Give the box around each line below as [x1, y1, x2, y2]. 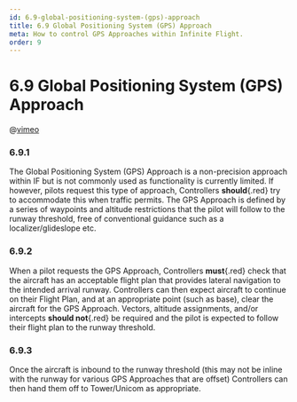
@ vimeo [9, 124, 40, 135]
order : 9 [9, 37, 42, 47]
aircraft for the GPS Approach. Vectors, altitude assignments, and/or [9, 303, 259, 313]
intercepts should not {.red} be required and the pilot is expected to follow [9, 312, 279, 323]
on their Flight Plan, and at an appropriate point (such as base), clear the [9, 294, 274, 304]
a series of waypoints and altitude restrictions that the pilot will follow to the [9, 204, 285, 215]
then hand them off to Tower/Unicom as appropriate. [9, 383, 201, 394]
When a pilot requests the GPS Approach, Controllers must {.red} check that [9, 265, 286, 276]
